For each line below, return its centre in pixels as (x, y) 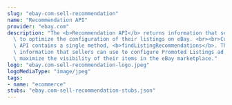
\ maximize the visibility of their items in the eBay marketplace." (115, 59)
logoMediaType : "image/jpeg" (49, 71)
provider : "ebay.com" (38, 26)
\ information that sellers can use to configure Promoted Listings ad (119, 52)
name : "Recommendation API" (48, 20)
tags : (15, 78)
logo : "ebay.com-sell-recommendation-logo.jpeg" (78, 65)
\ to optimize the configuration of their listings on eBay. (103, 39)
